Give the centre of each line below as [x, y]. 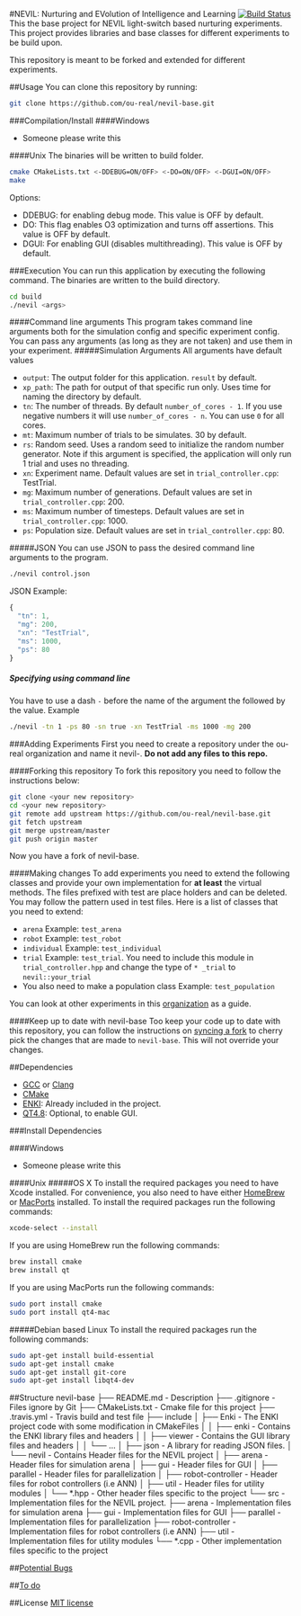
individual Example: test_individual [92, 948]
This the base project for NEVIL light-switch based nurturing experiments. [146, 23]
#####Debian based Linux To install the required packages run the [133, 1329]
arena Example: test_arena [72, 929]
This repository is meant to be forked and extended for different [127, 60]
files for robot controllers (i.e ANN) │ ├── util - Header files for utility [137, 1484]
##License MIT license [52, 1603]
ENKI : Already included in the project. [92, 1104]
